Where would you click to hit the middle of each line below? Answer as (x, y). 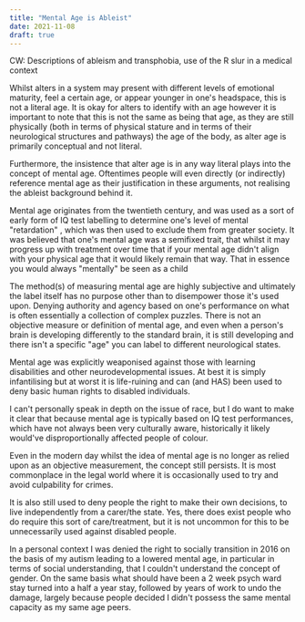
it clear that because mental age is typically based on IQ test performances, (152, 419)
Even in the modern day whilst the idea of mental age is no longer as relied (149, 456)
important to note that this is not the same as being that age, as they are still (152, 117)
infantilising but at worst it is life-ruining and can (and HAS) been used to (146, 382)
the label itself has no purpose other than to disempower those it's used (144, 296)
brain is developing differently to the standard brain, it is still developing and (152, 335)
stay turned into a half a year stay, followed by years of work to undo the (146, 588)
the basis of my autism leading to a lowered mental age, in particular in (142, 559)
